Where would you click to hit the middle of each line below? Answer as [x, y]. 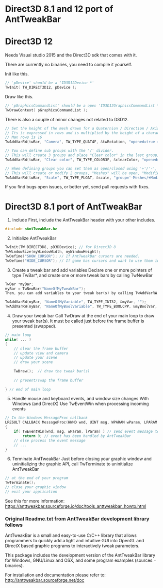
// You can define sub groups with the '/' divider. [59, 151]
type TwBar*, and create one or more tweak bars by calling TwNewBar [82, 275]
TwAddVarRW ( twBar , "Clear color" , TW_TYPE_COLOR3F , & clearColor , [72, 160]
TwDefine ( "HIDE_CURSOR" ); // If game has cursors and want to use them [79, 261]
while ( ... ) [18, 339]
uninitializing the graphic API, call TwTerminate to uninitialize [73, 464]
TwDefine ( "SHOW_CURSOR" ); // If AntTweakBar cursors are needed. [72, 256]
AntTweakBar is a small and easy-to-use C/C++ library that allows [71, 535]
